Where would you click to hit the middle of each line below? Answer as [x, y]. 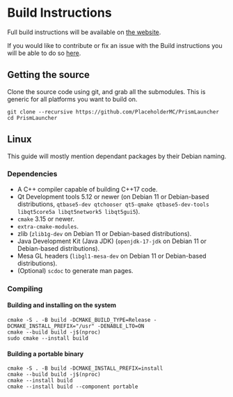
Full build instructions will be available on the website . [84, 32]
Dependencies [32, 174]
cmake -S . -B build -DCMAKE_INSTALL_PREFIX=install [85, 368]
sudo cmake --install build [48, 338]
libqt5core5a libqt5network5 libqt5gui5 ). [79, 211]
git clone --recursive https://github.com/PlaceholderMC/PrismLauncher [113, 112]
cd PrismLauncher [32, 118]
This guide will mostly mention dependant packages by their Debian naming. [117, 156]
